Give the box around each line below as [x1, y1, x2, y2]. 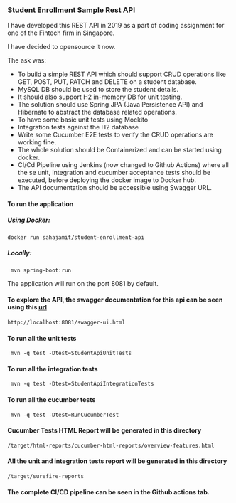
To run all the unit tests [7, 334, 77, 342]
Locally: [7, 249, 32, 258]
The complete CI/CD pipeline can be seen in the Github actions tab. [7, 487, 210, 496]
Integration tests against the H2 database [17, 123, 139, 132]
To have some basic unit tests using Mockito [17, 115, 149, 124]
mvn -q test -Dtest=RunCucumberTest [10, 411, 119, 418]
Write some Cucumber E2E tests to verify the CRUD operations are [17, 130, 213, 139]
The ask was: [7, 56, 47, 65]
